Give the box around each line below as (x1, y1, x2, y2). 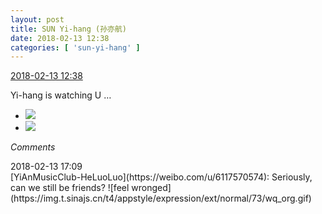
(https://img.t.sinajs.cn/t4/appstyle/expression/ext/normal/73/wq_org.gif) (10, 192, 312, 205)
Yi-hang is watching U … (10, 89, 112, 101)
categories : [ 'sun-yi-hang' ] (10, 42, 141, 53)
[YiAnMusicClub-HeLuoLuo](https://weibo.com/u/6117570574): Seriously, (10, 171, 313, 183)
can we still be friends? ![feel (10, 182, 130, 194)
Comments (10, 141, 56, 153)
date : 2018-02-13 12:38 (10, 33, 110, 43)
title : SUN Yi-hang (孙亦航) (10, 24, 128, 34)
